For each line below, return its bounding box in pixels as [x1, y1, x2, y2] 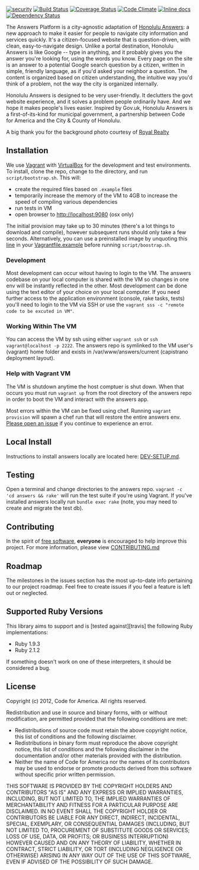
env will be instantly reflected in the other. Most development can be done [6, 282, 188, 289]
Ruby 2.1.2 [14, 646, 40, 653]
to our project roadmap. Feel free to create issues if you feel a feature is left [6, 583, 191, 590]
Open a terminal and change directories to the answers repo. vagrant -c [6, 486, 182, 493]
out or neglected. [6, 589, 49, 596]
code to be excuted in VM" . [6, 308, 75, 315]
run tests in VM [14, 204, 52, 211]
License [6, 682, 36, 692]
